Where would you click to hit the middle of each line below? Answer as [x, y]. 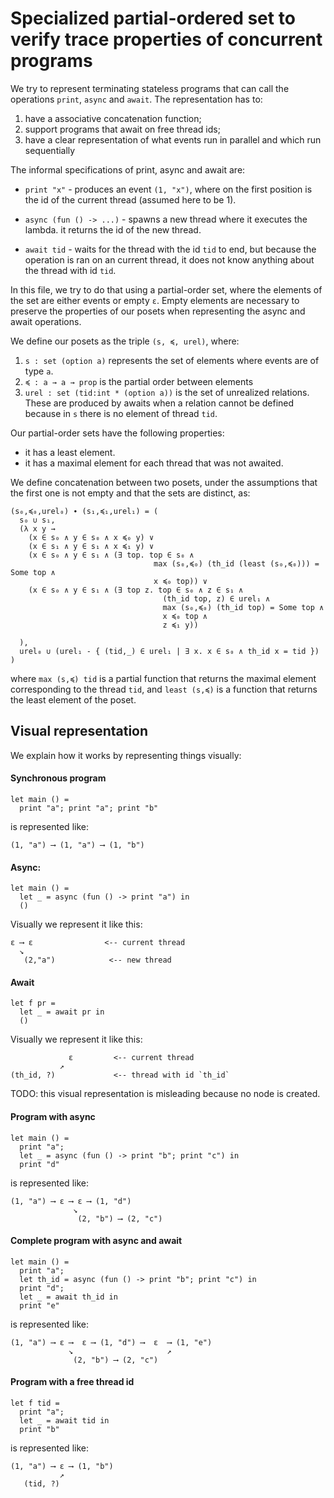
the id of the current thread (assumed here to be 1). [130, 199]
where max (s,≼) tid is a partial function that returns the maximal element [163, 678]
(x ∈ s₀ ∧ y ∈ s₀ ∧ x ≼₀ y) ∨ [91, 537]
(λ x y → [37, 528]
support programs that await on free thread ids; [122, 129]
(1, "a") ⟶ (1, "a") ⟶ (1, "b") [77, 845]
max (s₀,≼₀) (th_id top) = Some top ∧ [243, 607]
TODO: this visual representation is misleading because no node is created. [165, 1094]
